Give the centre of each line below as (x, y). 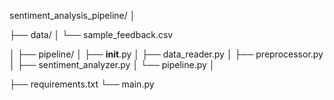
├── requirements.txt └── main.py (82, 84)
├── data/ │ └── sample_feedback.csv (91, 34)
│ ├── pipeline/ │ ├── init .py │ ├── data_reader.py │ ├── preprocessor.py (166, 54)
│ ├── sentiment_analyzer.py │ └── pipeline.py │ (112, 64)
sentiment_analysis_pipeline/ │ (72, 15)
